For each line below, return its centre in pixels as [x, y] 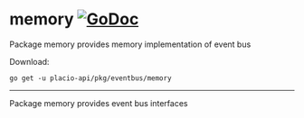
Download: [29, 61]
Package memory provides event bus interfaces [99, 103]
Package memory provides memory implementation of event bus [130, 44]
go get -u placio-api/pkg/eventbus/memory [90, 78]
